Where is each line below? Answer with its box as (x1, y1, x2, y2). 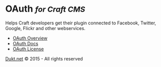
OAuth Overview (12, 35, 48, 41)
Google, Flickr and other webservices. (5, 25, 86, 31)
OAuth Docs (12, 40, 38, 46)
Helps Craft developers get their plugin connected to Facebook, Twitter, (5, 20, 156, 26)
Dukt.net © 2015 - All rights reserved (5, 55, 83, 61)
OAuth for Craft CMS (5, 3, 85, 15)
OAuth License (12, 46, 44, 52)
